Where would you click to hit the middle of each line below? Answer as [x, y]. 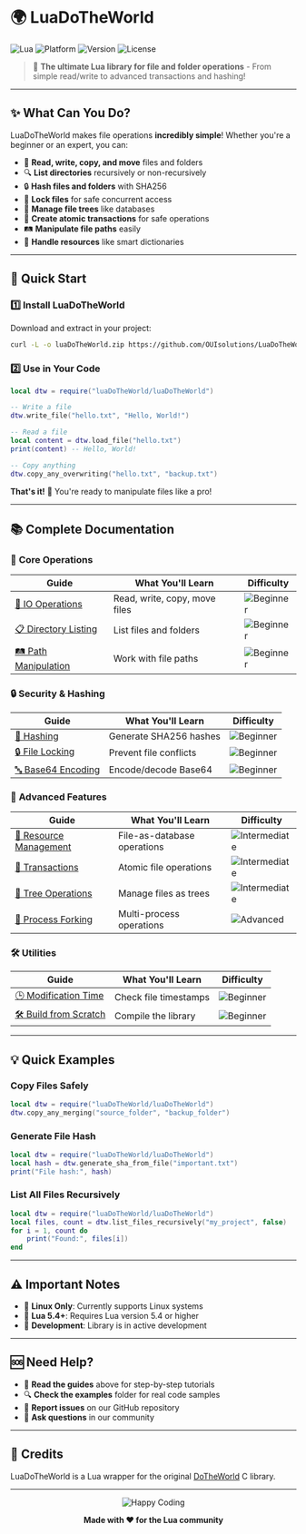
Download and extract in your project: [81, 329]
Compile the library [155, 1016]
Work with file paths [156, 658]
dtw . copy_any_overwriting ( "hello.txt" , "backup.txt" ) [114, 474]
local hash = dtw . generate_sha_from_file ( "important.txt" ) [124, 1163]
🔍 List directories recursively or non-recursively [115, 172]
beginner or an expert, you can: [69, 144]
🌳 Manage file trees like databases [89, 209]
